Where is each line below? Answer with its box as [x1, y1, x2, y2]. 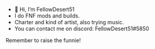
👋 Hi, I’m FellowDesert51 [14, 6, 75, 13]
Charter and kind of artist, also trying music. [14, 19, 124, 25]
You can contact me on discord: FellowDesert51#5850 [14, 25, 150, 32]
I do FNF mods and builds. [14, 12, 80, 19]
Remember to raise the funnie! [5, 37, 81, 44]
